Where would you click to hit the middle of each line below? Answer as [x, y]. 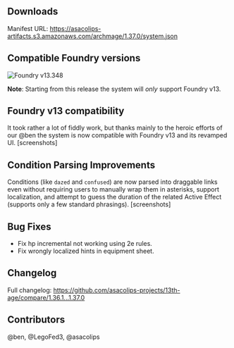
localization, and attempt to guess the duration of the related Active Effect [115, 197]
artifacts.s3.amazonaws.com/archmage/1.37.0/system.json [93, 36]
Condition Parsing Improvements [81, 165]
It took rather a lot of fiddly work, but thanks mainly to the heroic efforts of [115, 128]
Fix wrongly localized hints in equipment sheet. [86, 251]
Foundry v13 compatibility [66, 111]
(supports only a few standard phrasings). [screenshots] [89, 204]
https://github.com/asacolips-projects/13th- [117, 290]
